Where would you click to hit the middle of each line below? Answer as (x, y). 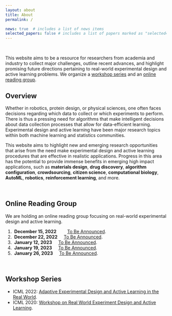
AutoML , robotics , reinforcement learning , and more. (63, 177)
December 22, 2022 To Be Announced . (58, 237)
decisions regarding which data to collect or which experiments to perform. (85, 114)
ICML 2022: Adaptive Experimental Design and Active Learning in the (86, 291)
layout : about (20, 10)
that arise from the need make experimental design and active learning (80, 150)
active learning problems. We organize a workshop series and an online (81, 74)
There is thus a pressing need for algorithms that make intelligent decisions (85, 119)
